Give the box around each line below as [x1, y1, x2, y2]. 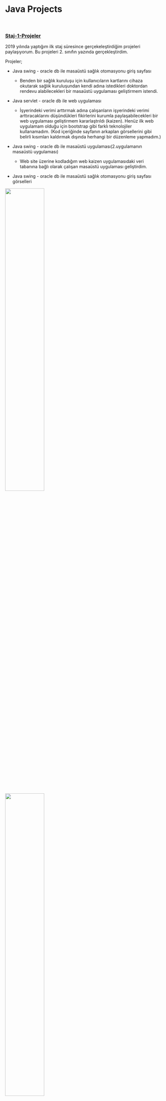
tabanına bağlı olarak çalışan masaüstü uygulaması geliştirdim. [19, 164, 147, 170]
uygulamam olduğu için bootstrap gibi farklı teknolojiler [19, 123, 132, 130]
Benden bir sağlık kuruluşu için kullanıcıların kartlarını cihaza [19, 78, 143, 84]
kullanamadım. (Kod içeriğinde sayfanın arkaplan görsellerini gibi [19, 129, 152, 135]
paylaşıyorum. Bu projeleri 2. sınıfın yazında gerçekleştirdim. [5, 49, 128, 55]
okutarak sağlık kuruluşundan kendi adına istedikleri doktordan [19, 83, 148, 89]
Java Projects [5, 3, 63, 15]
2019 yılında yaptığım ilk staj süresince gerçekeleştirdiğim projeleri [5, 44, 140, 50]
